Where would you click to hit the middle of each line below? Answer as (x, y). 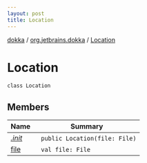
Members (28, 107)
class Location (29, 86)
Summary (87, 126)
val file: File (66, 150)
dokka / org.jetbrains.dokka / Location (61, 39)
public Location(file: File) (89, 138)
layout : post (26, 13)
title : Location (30, 20)
